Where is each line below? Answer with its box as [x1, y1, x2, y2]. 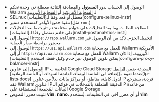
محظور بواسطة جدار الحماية [9, 40, 61, 45]
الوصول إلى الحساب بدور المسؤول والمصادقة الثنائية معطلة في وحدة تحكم [9, 4, 144, 10]
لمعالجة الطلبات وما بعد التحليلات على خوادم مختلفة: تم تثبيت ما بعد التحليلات [9, 25, 148, 30]
